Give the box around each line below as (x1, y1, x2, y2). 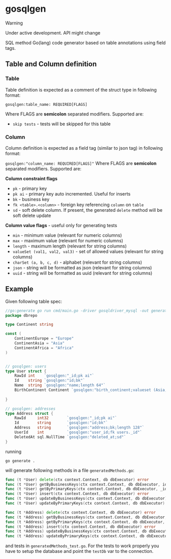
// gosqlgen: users (5, 364, 47, 369)
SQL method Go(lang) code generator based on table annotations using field (5, 39, 166, 46)
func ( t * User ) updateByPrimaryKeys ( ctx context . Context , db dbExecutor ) (5, 501, 165, 506)
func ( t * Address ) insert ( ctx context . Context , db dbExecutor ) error (5, 524, 156, 529)
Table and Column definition (5, 60, 97, 69)
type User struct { (5, 369, 47, 374)
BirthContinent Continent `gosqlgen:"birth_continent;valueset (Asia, (14, 387, 167, 393)
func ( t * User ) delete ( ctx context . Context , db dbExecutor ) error (5, 477, 149, 482)
